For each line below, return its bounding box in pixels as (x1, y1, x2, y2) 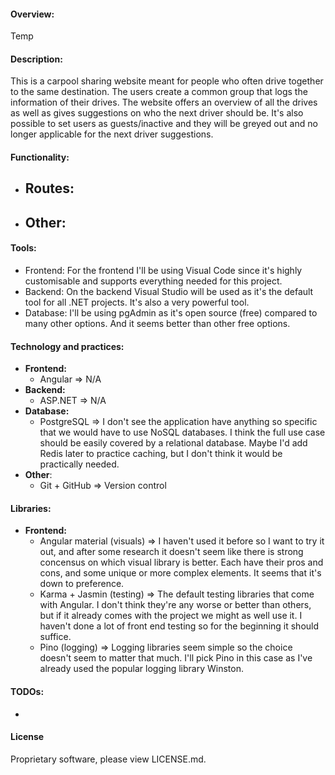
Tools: (10, 242, 37, 254)
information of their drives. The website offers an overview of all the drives (10, 96, 318, 109)
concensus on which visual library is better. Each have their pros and (39, 556, 324, 569)
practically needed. (39, 458, 120, 470)
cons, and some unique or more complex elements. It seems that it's (39, 567, 322, 579)
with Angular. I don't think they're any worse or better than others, (39, 599, 312, 611)
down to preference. (39, 578, 125, 590)
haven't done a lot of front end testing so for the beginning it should (39, 620, 320, 632)
